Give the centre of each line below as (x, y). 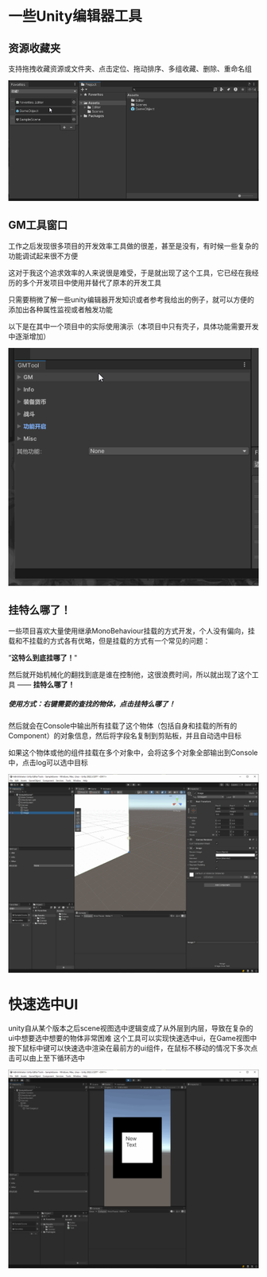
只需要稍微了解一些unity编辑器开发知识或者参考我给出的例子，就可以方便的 (131, 300)
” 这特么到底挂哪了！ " (43, 657)
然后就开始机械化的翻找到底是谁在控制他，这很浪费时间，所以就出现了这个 (130, 674)
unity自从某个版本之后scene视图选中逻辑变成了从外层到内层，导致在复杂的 (131, 1028)
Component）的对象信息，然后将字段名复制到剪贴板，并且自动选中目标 (125, 735)
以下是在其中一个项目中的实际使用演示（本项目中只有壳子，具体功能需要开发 (133, 326)
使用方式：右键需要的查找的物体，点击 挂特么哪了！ (92, 704)
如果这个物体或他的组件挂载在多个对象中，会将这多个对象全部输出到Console (133, 753)
